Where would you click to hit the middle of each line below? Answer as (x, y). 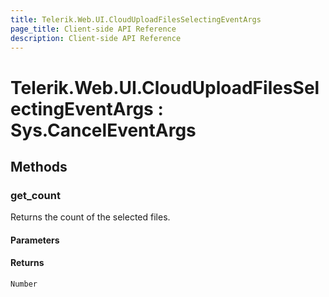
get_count (35, 195)
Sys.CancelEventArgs (103, 130)
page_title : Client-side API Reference (93, 29)
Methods (39, 166)
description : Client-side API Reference (96, 38)
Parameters (35, 240)
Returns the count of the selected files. (90, 217)
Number (24, 284)
